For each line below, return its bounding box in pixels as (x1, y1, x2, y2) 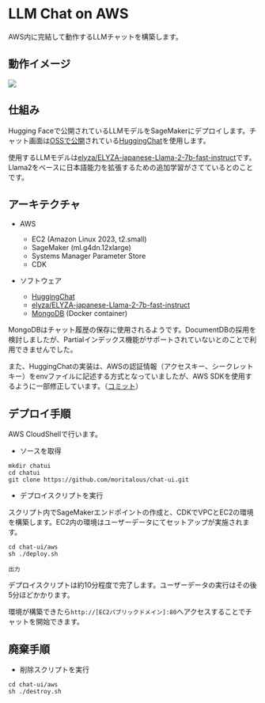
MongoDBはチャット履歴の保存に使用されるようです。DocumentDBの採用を (8, 325, 257, 335)
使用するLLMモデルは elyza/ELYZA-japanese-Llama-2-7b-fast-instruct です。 (8, 152, 256, 162)
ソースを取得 (19, 446, 62, 456)
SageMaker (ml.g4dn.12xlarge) (31, 243, 132, 253)
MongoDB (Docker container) (31, 309, 128, 318)
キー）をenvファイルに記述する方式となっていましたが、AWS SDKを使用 (8, 371, 245, 381)
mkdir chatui (8, 462, 51, 470)
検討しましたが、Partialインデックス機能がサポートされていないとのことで (8, 335, 250, 344)
